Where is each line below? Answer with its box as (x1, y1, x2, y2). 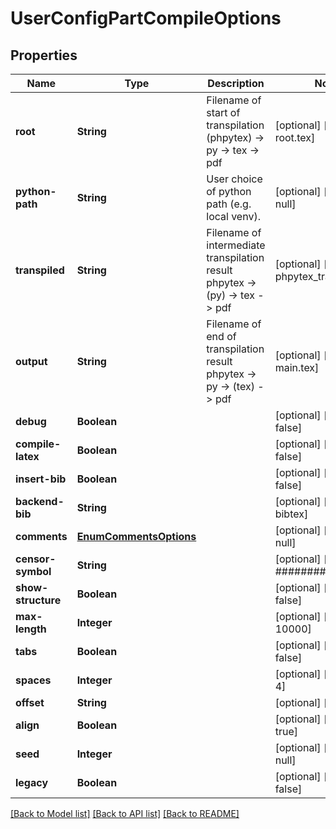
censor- (15, 552, 57, 566)
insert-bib (15, 472, 67, 486)
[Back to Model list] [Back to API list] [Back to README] (10, 808, 240, 819)
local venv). (206, 210, 261, 223)
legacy (15, 776, 49, 789)
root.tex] (274, 131, 316, 144)
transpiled (15, 263, 65, 277)
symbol (15, 565, 52, 578)
